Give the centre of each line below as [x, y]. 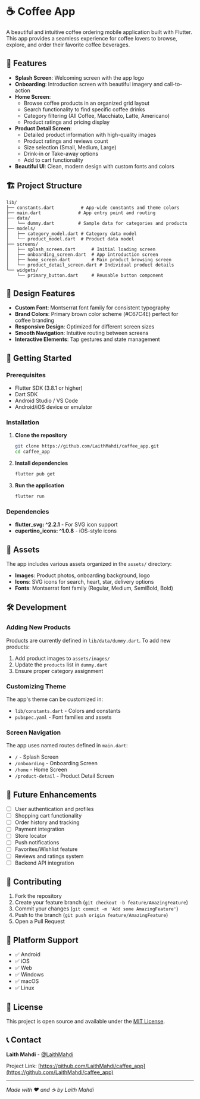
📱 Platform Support [42, 940]
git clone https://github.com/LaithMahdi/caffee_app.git [87, 446]
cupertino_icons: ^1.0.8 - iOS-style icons [66, 531]
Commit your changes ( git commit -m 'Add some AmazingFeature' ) [96, 909]
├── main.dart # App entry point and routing [81, 213]
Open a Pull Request [40, 921]
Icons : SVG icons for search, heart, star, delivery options [84, 581]
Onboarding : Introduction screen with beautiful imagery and [89, 84]
